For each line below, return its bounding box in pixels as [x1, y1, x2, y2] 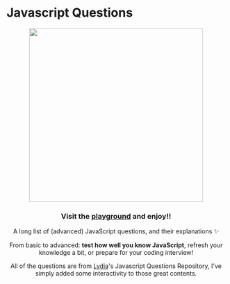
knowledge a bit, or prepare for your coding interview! [38, 249, 194, 257]
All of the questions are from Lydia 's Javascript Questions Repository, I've [10, 262, 222, 270]
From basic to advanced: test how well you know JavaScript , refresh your [9, 241, 223, 249]
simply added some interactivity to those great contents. [35, 269, 197, 278]
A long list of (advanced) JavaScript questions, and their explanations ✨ [13, 227, 220, 235]
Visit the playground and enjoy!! [60, 211, 172, 221]
